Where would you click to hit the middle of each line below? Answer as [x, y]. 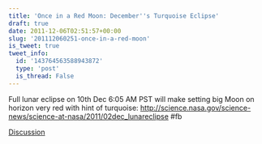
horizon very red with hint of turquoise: [74, 108]
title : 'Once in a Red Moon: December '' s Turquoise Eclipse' [114, 16]
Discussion [27, 132]
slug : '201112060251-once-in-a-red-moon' [79, 38]
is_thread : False [45, 76]
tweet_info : [28, 53]
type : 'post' [38, 69]
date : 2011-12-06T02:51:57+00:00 [65, 31]
